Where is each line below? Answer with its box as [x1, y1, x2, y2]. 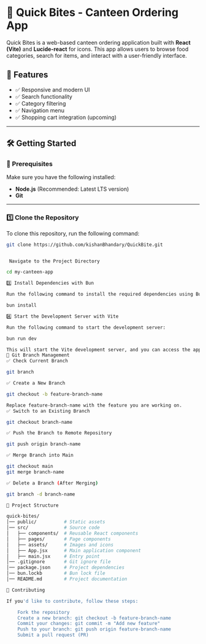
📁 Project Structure [6, 502, 59, 508]
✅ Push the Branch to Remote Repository [6, 430, 112, 436]
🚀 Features [6, 70, 48, 80]
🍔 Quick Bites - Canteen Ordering [6, 6, 179, 20]
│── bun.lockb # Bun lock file [6, 570, 105, 577]
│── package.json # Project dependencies [6, 564, 124, 571]
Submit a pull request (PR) [17, 632, 89, 638]
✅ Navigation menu [15, 107, 65, 114]
